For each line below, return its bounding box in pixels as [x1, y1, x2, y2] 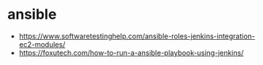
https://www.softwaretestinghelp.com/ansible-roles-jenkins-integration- [18, 31, 255, 41]
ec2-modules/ [18, 39, 66, 49]
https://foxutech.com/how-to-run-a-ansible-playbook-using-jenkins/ [18, 48, 244, 57]
